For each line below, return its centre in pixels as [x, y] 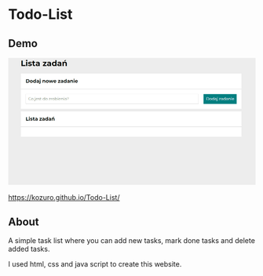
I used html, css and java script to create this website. [95, 264]
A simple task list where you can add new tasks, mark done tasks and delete [131, 241]
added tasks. [29, 249]
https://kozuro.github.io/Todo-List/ [64, 197]
